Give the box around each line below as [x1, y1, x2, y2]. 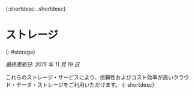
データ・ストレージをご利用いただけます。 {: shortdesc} [16, 81, 155, 88]
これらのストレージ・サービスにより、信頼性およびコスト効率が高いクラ [5, 74, 184, 81]
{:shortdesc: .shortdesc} [5, 5, 67, 12]
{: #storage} [5, 48, 35, 55]
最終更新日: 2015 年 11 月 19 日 [5, 60, 80, 68]
